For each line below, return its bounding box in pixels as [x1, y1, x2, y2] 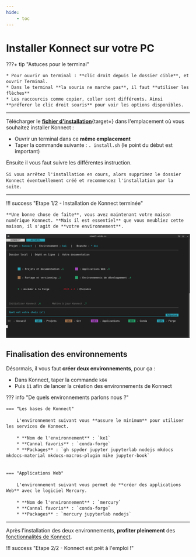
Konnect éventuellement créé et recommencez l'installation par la [6, 178, 174, 184]
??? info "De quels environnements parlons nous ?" [6, 394, 129, 401]
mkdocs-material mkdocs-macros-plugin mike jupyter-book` [6, 452, 150, 459]
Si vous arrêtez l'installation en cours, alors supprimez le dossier [6, 171, 181, 178]
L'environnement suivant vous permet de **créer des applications [16, 482, 181, 488]
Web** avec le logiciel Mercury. [6, 487, 87, 494]
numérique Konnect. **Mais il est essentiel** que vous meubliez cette [6, 218, 184, 224]
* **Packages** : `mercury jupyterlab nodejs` [16, 511, 132, 517]
